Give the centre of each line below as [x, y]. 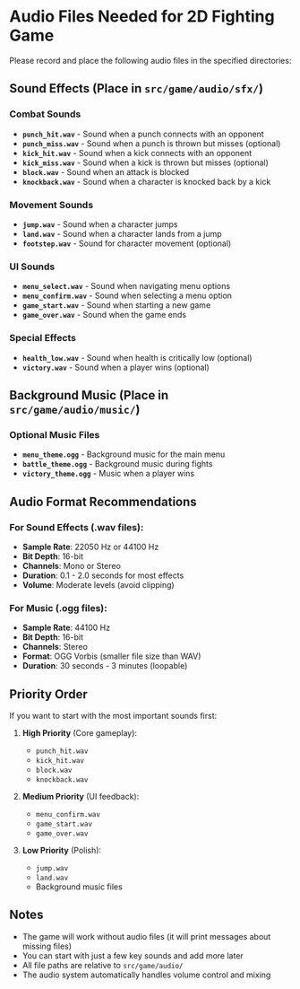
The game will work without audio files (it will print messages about [146, 936]
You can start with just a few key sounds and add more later [133, 955]
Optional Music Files [55, 434]
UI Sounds [32, 267]
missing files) [47, 946]
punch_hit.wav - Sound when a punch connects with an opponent [143, 134]
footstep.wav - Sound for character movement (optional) [127, 243]
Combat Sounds [45, 114]
